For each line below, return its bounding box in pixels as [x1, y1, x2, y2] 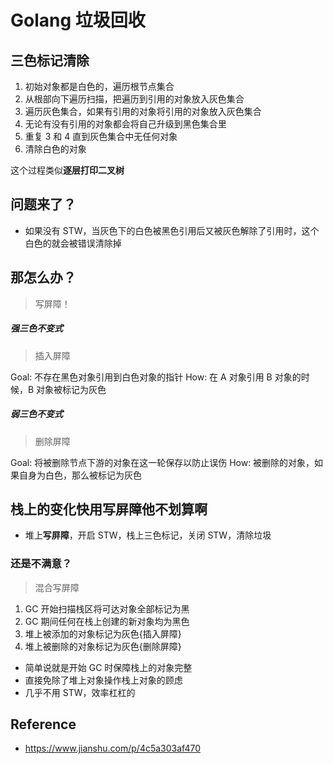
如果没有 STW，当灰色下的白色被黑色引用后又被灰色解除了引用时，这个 [24, 224, 320, 236]
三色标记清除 [10, 52, 90, 69]
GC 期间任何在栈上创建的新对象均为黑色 [24, 615, 190, 627]
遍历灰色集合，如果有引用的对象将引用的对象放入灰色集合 [24, 106, 262, 117]
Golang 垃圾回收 [10, 9, 146, 32]
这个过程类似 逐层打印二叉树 [10, 164, 125, 176]
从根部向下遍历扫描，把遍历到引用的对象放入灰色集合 [24, 93, 245, 105]
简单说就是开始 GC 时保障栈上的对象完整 [24, 661, 193, 673]
